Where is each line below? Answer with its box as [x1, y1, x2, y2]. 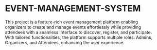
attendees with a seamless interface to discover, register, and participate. [5, 29, 152, 35]
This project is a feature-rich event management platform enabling [5, 19, 139, 25]
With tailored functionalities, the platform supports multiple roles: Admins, [5, 34, 153, 40]
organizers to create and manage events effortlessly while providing [5, 24, 141, 30]
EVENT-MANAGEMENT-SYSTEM [5, 3, 141, 14]
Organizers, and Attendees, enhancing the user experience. [5, 39, 125, 45]
